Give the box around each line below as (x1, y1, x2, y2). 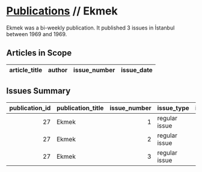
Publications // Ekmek (6, 4, 118, 18)
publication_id (9, 103, 51, 112)
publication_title (56, 103, 104, 112)
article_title (9, 66, 43, 74)
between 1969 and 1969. (6, 30, 67, 37)
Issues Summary (6, 86, 71, 96)
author (47, 66, 68, 74)
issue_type (157, 103, 189, 112)
